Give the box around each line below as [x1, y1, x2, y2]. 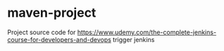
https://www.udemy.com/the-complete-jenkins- [77, 28, 217, 36]
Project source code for [7, 28, 76, 36]
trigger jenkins [112, 35, 155, 43]
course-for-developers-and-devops [7, 35, 111, 43]
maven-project [7, 5, 97, 21]
